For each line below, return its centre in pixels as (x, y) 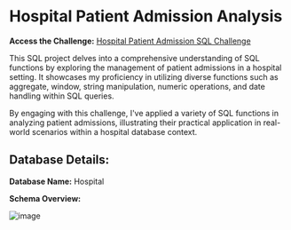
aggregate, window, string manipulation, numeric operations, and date (138, 86)
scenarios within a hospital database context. (114, 131)
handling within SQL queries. (62, 96)
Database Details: (59, 160)
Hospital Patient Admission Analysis (146, 16)
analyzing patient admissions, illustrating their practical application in (135, 123)
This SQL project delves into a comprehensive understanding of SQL (134, 58)
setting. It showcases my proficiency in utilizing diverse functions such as (144, 76)
